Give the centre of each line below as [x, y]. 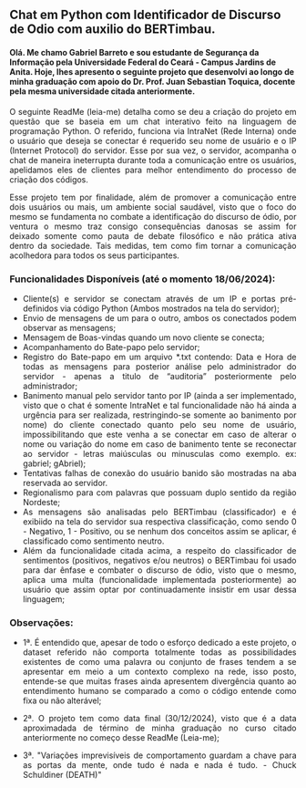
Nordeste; [41, 502]
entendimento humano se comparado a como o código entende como [159, 691]
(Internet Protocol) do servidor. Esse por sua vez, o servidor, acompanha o [153, 150]
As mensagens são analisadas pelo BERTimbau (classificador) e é [159, 512]
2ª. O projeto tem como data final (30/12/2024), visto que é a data [159, 719]
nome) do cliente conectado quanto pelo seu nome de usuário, [159, 424]
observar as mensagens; [69, 327]
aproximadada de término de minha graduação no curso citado [159, 728]
